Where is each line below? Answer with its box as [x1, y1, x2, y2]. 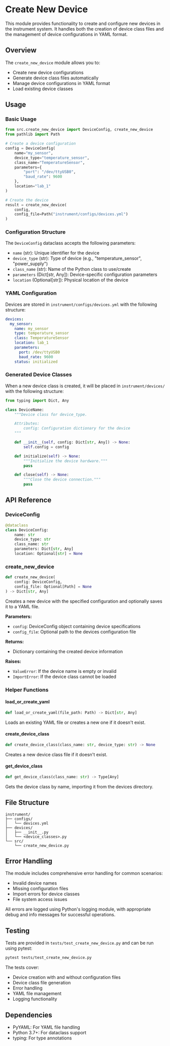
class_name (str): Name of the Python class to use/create [12, 266, 131, 272]
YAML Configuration [5, 290, 57, 297]
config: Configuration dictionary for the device [23, 426, 130, 431]
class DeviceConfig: [5, 527, 49, 532]
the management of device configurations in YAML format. [5, 31, 128, 37]
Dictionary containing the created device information [12, 648, 123, 655]
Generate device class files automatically [12, 75, 99, 81]
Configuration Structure [5, 229, 66, 236]
